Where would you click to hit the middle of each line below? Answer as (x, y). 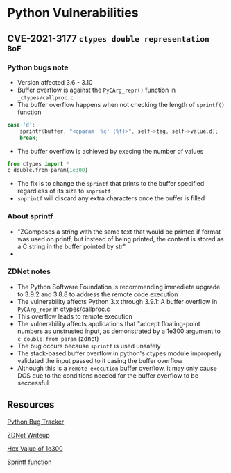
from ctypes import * (38, 164)
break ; (29, 138)
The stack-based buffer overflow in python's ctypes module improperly (119, 353)
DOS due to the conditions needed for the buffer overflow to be (108, 375)
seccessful (33, 383)
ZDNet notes (29, 271)
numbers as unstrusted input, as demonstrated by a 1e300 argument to (119, 331)
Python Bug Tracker (36, 422)
